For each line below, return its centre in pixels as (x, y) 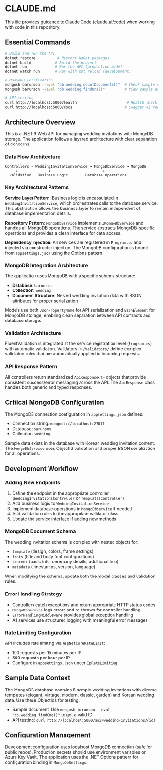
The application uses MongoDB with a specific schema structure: (70, 276)
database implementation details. (38, 213)
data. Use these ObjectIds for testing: (42, 700)
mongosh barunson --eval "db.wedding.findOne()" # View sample (79, 89)
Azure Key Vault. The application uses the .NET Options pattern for (72, 757)
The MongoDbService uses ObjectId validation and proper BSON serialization (80, 449)
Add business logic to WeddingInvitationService (60, 504)
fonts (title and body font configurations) (53, 557)
